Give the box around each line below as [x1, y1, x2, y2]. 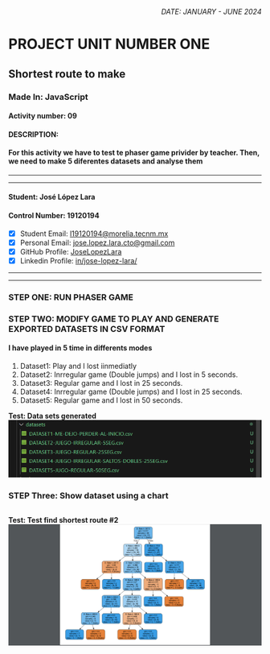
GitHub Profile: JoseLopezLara [19, 246, 122, 256]
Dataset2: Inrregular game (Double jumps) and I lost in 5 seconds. [19, 370, 239, 379]
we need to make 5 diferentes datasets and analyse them [8, 156, 203, 166]
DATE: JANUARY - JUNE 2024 [161, 7, 262, 16]
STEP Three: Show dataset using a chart [8, 490, 169, 501]
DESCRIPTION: [8, 129, 59, 139]
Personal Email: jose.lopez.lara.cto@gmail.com [19, 238, 175, 247]
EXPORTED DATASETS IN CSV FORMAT [8, 323, 166, 334]
